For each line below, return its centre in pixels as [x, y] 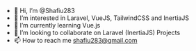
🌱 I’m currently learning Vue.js [57, 25]
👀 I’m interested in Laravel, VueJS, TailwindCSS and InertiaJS [101, 18]
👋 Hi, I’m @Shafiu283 [44, 11]
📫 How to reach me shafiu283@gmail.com [75, 40]
